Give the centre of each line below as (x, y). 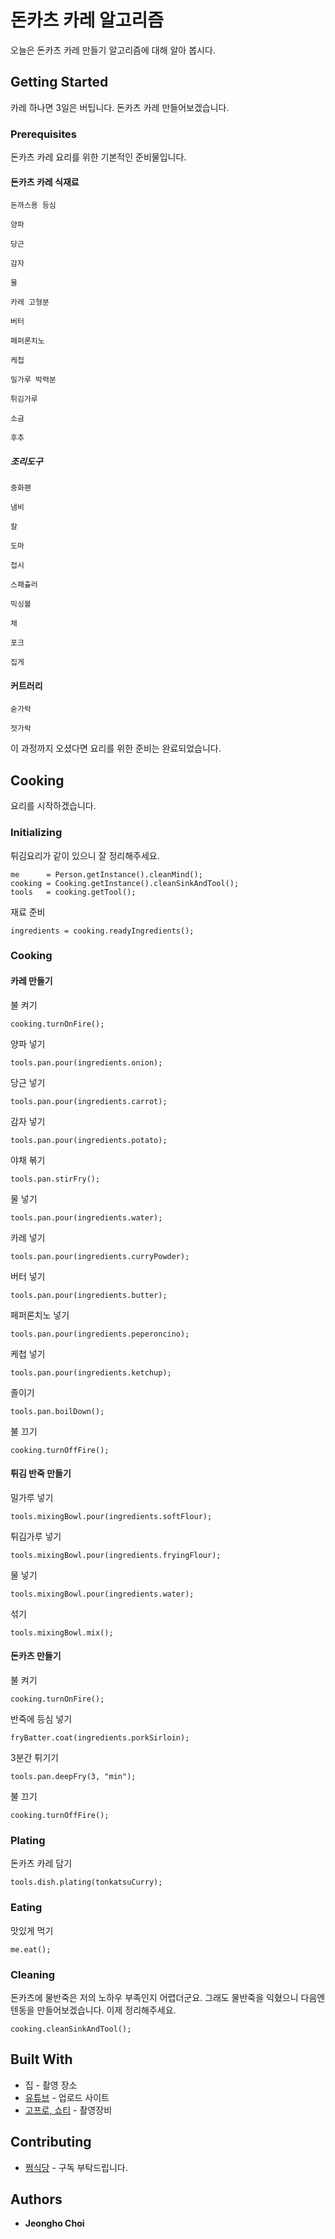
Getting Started (59, 82)
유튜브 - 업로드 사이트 (67, 2097)
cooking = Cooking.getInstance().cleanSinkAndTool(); (125, 883)
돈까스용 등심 (33, 206)
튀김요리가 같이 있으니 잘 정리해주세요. (85, 855)
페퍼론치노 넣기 (40, 1315)
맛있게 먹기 (32, 1930)
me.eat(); (31, 1949)
